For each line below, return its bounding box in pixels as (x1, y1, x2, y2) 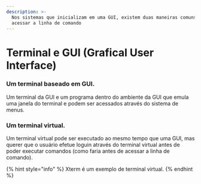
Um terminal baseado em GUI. (6, 80, 95, 88)
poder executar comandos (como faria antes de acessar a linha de (6, 147, 170, 155)
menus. (6, 106, 25, 113)
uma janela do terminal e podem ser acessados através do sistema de (6, 99, 178, 107)
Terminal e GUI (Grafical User (6, 46, 154, 59)
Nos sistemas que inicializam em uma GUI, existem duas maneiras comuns (11, 14, 197, 20)
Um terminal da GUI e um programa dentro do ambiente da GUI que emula (6, 93, 189, 101)
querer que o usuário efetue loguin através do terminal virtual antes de (6, 141, 181, 149)
